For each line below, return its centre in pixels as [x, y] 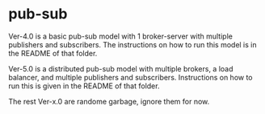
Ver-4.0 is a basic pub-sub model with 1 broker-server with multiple [120, 36]
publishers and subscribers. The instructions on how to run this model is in [132, 44]
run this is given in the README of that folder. [84, 86]
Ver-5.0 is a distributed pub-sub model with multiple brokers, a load [121, 68]
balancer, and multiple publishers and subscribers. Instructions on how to [130, 77]
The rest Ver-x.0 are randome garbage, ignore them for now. [109, 101]
